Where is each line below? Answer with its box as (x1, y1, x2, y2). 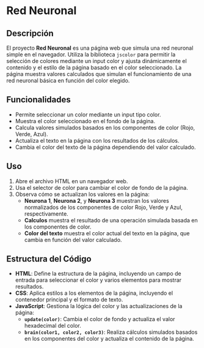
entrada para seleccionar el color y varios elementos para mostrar (15, 276, 182, 284)
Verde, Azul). (15, 130, 48, 138)
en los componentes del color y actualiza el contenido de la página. (24, 335, 194, 342)
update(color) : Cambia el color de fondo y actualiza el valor (24, 316, 175, 323)
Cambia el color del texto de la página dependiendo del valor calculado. (15, 143, 196, 151)
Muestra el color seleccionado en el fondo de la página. (15, 117, 156, 124)
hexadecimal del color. (24, 322, 81, 330)
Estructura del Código (6, 254, 92, 264)
